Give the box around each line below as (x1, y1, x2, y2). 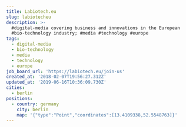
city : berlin (16, 107, 49, 112)
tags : (6, 36, 19, 42)
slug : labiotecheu (6, 14, 51, 20)
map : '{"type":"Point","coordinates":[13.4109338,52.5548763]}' (16, 112, 178, 118)
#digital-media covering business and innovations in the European (11, 25, 181, 31)
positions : (6, 95, 33, 101)
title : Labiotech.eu (6, 8, 57, 15)
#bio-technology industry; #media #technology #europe (11, 30, 149, 36)
